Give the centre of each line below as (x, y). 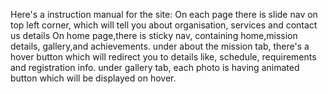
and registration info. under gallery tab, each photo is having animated (155, 67)
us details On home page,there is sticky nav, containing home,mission (154, 35)
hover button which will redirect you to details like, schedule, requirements (163, 57)
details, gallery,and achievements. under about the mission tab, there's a (160, 46)
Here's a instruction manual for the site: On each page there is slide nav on (164, 14)
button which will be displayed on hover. (93, 78)
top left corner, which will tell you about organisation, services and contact (164, 25)
